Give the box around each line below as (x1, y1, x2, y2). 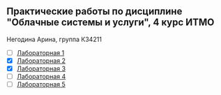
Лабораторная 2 (16, 56, 66, 65)
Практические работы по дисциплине (6, 6, 183, 17)
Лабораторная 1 (16, 48, 65, 57)
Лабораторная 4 (16, 73, 66, 80)
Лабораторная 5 (16, 80, 66, 89)
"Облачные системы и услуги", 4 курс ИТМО (6, 17, 215, 29)
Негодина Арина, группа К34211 (6, 35, 102, 43)
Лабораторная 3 (16, 64, 66, 73)
